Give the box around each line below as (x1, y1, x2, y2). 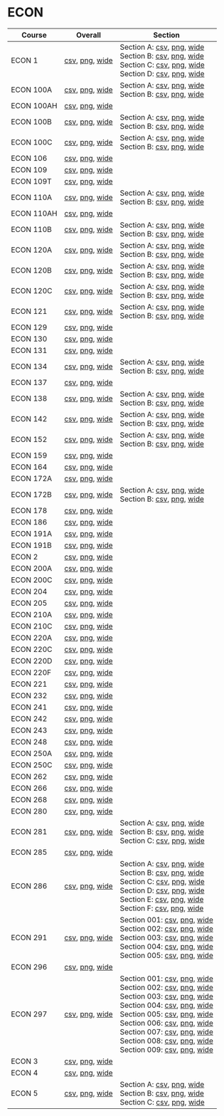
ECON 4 (11, 1068, 38, 1078)
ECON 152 (11, 434, 48, 444)
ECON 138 (11, 393, 48, 403)
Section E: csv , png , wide (119, 894, 204, 904)
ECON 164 (11, 462, 48, 472)
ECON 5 (11, 1088, 38, 1098)
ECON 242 (11, 713, 48, 723)
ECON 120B (11, 265, 52, 275)
